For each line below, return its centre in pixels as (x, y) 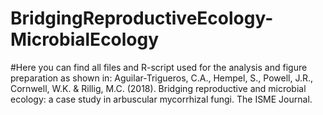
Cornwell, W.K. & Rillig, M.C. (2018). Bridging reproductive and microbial (158, 88)
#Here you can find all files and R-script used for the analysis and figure (159, 67)
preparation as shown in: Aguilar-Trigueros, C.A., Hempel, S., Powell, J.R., (162, 78)
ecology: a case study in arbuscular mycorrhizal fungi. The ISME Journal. (161, 99)
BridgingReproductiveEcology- (142, 18)
